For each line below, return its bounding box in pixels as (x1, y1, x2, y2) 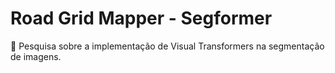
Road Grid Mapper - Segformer (10, 7, 273, 30)
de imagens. (10, 50, 62, 62)
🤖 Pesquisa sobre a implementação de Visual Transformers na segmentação (10, 40, 325, 52)
